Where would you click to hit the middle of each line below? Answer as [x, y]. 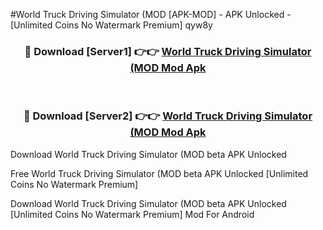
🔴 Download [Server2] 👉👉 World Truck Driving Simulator [168, 116]
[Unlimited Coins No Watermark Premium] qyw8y [111, 25]
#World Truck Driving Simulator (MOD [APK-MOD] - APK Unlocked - [151, 14]
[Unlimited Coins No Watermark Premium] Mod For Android [132, 214]
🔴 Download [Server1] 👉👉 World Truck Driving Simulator [168, 51]
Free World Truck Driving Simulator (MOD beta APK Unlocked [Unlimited [159, 173]
